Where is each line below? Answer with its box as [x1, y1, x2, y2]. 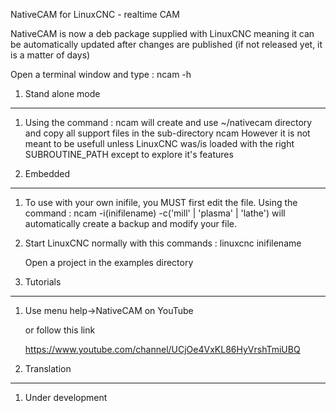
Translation [24, 363, 72, 374]
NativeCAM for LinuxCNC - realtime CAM [10, 9, 180, 20]
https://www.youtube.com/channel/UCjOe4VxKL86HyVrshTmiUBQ [24, 344, 301, 355]
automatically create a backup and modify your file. [24, 218, 237, 229]
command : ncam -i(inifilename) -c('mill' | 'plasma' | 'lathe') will [24, 207, 286, 219]
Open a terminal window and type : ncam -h [10, 69, 192, 80]
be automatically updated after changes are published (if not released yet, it [10, 39, 323, 50]
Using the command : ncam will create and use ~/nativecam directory [24, 117, 313, 128]
